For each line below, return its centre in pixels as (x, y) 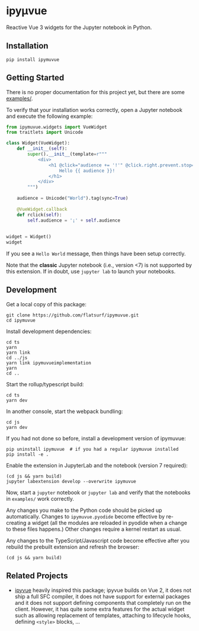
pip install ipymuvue (33, 60)
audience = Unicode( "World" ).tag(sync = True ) (73, 198)
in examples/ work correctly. (40, 498)
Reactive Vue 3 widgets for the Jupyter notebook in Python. (79, 27)
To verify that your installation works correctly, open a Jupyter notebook (94, 110)
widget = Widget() (29, 237)
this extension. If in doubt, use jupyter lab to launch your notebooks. (91, 271)
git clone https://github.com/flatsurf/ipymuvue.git (73, 315)
